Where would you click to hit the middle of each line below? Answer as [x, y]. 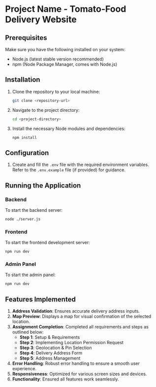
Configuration [27, 153]
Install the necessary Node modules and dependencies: [69, 129]
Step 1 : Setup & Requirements [50, 337]
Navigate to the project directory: [46, 110]
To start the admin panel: [30, 275]
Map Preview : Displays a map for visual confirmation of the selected [82, 316]
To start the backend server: [34, 210]
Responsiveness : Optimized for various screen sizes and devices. [79, 374]
